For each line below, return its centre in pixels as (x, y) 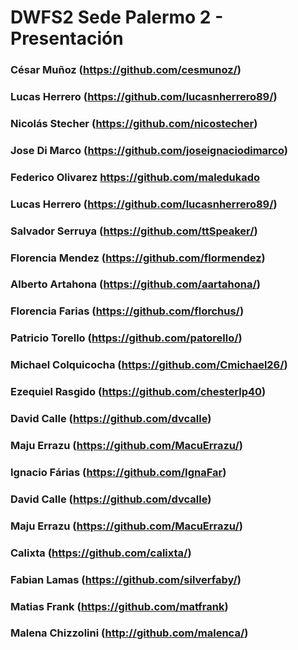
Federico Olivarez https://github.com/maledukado (135, 177)
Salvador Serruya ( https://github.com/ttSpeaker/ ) (134, 231)
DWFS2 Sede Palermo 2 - (117, 17)
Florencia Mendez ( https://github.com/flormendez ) (138, 258)
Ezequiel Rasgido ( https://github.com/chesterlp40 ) (138, 392)
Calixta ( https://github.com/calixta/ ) (101, 553)
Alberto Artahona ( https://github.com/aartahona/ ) (135, 284)
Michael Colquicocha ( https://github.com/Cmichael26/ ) (149, 365)
